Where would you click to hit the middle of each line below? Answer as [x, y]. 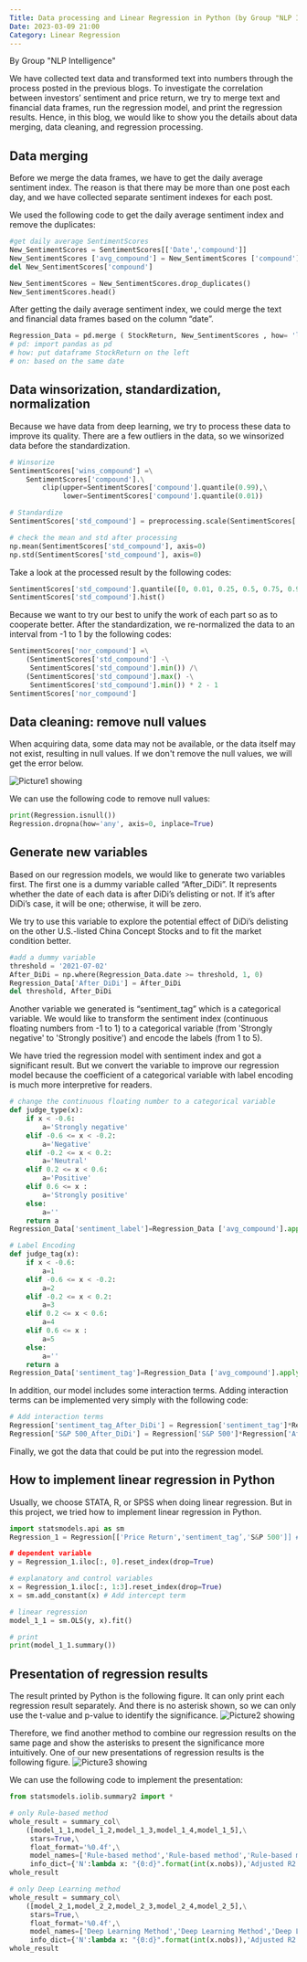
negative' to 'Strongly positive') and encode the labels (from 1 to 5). [136, 1038]
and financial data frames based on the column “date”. [111, 319]
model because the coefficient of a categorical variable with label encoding [152, 1076]
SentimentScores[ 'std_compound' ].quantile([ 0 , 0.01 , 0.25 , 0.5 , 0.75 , [147, 589]
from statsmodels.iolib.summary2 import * [91, 1797]
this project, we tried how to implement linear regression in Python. [136, 1511]
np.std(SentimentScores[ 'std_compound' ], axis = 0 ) [106, 555]
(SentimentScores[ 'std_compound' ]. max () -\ [110, 676]
